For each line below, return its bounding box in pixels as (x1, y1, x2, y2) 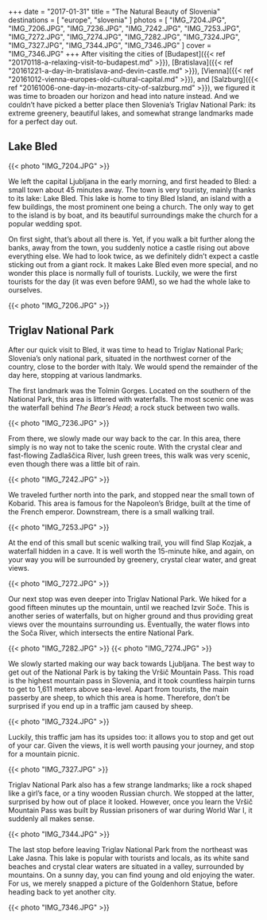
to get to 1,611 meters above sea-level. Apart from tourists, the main (8, 684, 229, 694)
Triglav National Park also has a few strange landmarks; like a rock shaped (8, 780, 252, 789)
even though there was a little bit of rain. (8, 458, 141, 469)
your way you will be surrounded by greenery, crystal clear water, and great (8, 554, 257, 564)
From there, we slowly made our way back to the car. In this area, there (8, 434, 241, 443)
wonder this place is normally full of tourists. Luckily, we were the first (8, 268, 238, 277)
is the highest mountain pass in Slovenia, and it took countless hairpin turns (8, 675, 256, 685)
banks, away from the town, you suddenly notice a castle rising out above (8, 242, 250, 252)
